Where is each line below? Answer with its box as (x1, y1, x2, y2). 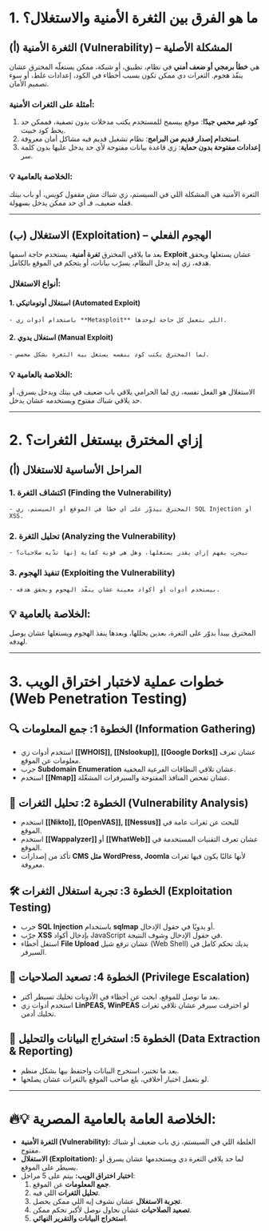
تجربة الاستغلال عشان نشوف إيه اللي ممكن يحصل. (32, 1196, 183, 1205)
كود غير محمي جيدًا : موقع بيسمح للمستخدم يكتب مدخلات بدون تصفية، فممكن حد (20, 117, 258, 126)
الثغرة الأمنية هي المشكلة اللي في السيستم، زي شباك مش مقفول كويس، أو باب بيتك (9, 189, 259, 198)
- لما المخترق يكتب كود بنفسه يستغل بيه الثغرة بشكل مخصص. (9, 350, 210, 359)
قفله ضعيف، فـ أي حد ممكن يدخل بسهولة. (9, 198, 133, 207)
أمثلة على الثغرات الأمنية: (9, 98, 95, 110)
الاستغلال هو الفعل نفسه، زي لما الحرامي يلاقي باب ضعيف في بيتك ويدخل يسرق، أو (9, 387, 255, 397)
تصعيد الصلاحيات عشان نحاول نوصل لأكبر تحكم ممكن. (32, 1205, 192, 1214)
